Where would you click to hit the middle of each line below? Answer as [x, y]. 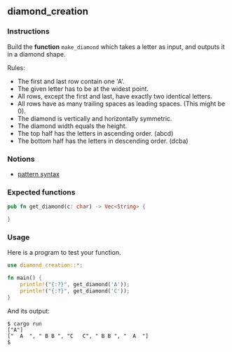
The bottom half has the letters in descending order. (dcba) [103, 141]
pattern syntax [38, 174]
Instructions [29, 31]
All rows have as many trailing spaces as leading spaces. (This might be [121, 104]
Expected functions [41, 192]
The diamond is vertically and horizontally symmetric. [95, 118]
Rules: [16, 68]
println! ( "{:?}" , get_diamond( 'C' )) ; [75, 291]
